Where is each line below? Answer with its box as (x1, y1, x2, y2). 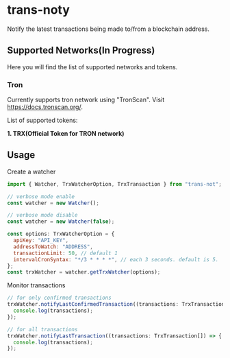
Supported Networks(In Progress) (7, 45, 155, 56)
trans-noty (7, 2, 71, 18)
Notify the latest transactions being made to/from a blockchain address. (7, 25, 210, 33)
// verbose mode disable (7, 212, 78, 219)
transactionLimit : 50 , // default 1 (13, 250, 118, 256)
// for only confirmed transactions (7, 294, 112, 302)
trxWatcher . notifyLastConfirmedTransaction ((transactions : (7, 301, 179, 308)
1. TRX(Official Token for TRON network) (7, 130, 125, 138)
